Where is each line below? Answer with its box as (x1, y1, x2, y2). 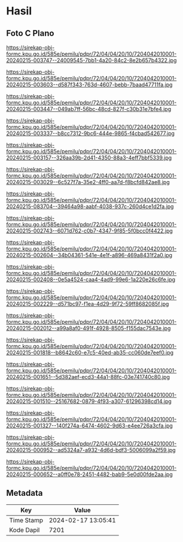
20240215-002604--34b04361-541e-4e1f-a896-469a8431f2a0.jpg (6, 252, 172, 258)
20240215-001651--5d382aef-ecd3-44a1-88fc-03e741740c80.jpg (6, 374, 170, 380)
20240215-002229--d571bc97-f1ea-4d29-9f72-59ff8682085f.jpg (6, 300, 169, 307)
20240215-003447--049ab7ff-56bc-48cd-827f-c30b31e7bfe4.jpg (6, 106, 172, 112)
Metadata (6, 488, 43, 498)
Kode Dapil (9, 526, 40, 534)
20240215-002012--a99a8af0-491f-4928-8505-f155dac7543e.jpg (6, 325, 171, 332)
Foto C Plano (6, 28, 54, 38)
